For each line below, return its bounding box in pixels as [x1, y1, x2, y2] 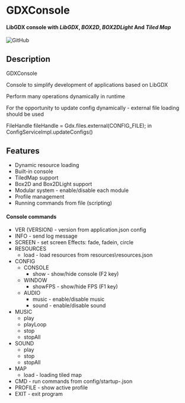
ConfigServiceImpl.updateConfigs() [6, 128, 93, 136]
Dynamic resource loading [14, 162, 79, 169]
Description [6, 54, 50, 64]
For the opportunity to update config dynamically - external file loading [6, 105, 180, 112]
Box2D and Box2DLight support [14, 181, 92, 188]
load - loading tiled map [23, 371, 82, 379]
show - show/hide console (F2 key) [32, 270, 119, 278]
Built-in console [14, 168, 53, 175]
